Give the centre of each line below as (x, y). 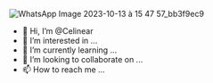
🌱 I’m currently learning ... (70, 50)
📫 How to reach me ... (63, 70)
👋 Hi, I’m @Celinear (57, 31)
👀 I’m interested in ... (60, 41)
